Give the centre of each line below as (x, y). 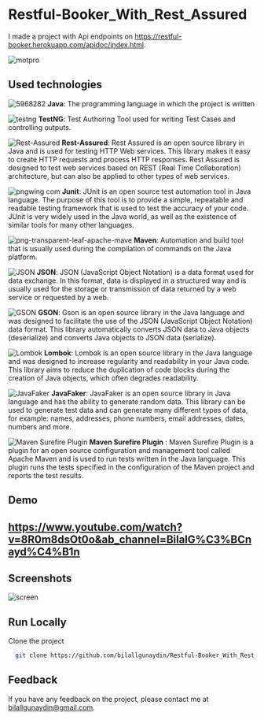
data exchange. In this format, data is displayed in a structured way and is (127, 280)
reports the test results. (46, 475)
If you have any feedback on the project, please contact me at (109, 699)
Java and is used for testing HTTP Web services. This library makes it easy (130, 150)
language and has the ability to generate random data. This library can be (127, 401)
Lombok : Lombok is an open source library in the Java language (148, 353)
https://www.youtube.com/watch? (95, 527)
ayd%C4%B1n (44, 552)
